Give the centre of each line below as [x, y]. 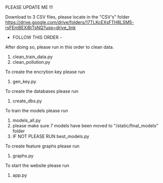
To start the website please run [37, 165]
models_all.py [27, 120]
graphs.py [23, 156]
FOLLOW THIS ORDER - [37, 37]
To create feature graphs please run [42, 146]
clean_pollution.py [31, 62]
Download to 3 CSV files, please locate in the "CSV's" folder [67, 17]
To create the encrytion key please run [45, 72]
